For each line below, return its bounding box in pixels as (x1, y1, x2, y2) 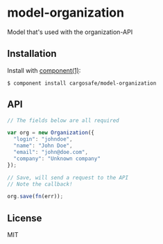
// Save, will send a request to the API (7, 174, 129, 181)
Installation (7, 48, 57, 60)
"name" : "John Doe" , (13, 142, 73, 150)
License (7, 212, 42, 224)
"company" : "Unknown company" (13, 155, 101, 162)
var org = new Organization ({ (7, 130, 95, 137)
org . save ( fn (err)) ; (7, 193, 64, 200)
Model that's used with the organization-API (7, 28, 133, 36)
